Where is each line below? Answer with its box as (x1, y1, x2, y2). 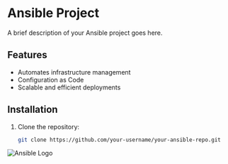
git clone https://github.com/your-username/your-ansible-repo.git (17, 136, 221, 143)
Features (7, 49, 47, 61)
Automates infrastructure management (17, 67, 131, 76)
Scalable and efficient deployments (17, 83, 121, 92)
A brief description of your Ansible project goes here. (7, 28, 163, 37)
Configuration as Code (17, 75, 84, 84)
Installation (7, 104, 58, 116)
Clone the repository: (17, 122, 80, 131)
